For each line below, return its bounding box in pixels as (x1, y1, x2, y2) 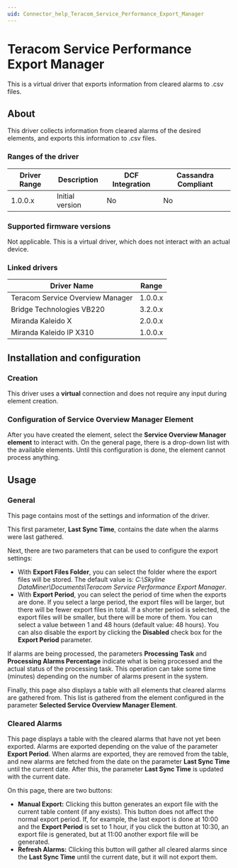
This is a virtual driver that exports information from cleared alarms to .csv (7, 80, 224, 88)
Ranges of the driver (7, 152, 79, 162)
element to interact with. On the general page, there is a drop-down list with (7, 438, 230, 447)
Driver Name (50, 281, 94, 291)
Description (57, 175, 98, 185)
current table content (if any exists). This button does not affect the (17, 808, 214, 816)
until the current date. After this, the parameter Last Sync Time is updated (7, 765, 224, 774)
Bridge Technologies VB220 (11, 305, 105, 315)
